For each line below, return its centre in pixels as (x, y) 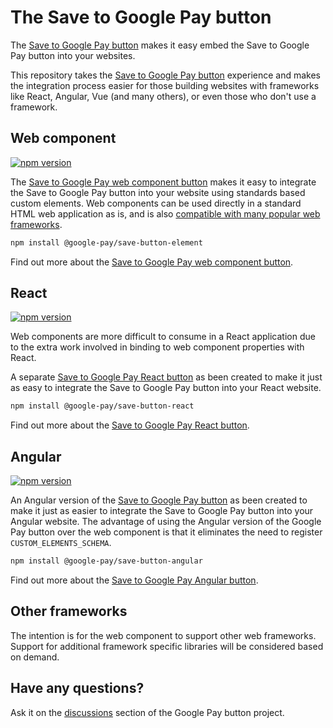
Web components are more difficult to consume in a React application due (163, 337)
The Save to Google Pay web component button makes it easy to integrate (163, 182)
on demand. (35, 657)
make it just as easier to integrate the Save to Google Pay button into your (162, 511)
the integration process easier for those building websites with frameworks (165, 85)
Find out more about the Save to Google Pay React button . (130, 425)
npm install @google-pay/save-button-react (102, 406)
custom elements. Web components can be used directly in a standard (156, 203)
